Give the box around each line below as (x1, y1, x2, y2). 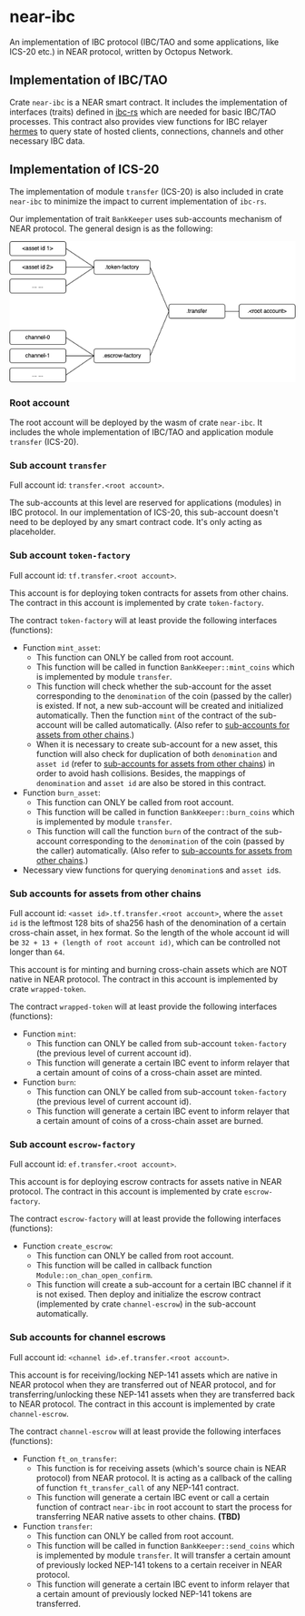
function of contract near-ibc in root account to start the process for (35, 1501, 292, 1512)
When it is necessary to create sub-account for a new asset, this (35, 739, 279, 750)
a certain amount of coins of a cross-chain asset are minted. (35, 1067, 262, 1078)
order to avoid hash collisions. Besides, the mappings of (35, 767, 246, 779)
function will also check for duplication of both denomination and (35, 748, 278, 759)
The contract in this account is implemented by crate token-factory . (9, 597, 265, 608)
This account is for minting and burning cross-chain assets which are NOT (9, 965, 288, 975)
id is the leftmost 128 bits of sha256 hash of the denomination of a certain (9, 917, 287, 929)
